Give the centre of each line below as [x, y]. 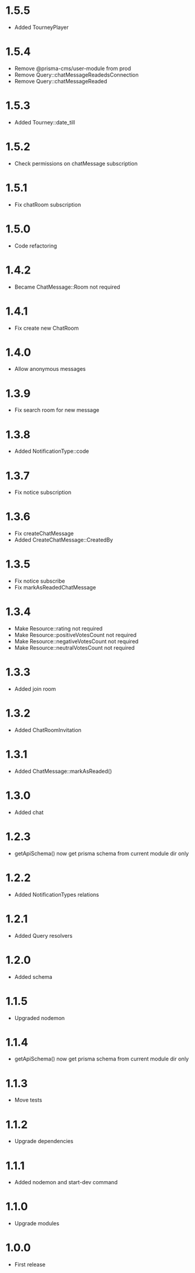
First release [30, 1265]
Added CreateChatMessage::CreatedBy [64, 540]
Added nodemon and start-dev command [66, 1182]
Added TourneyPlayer [41, 27]
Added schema [33, 976]
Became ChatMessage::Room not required [67, 287]
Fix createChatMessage [44, 534]
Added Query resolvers [43, 935]
